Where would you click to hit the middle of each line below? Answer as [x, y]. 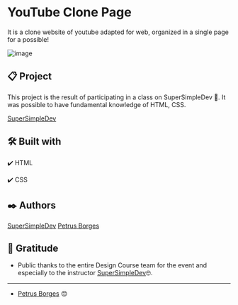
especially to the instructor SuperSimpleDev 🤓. [85, 273]
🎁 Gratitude [33, 248]
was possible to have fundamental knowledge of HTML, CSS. [97, 104]
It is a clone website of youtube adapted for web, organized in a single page [118, 32]
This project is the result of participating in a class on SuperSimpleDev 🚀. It [117, 97]
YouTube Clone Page [70, 12]
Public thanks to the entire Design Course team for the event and [112, 265]
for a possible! [28, 39]
